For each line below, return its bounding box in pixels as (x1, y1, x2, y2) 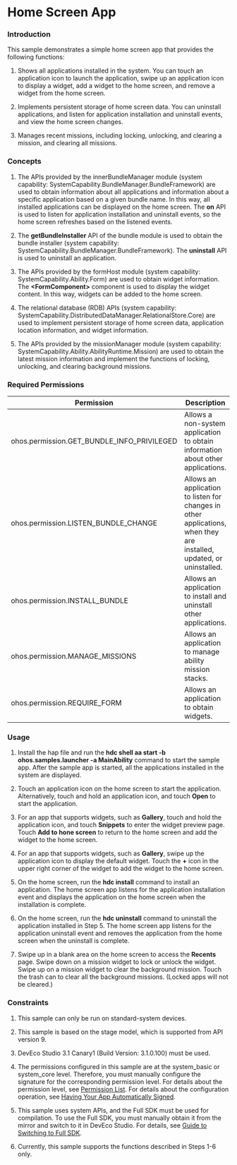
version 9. (17, 1035, 47, 1044)
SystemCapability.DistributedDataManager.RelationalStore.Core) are (17, 311, 216, 319)
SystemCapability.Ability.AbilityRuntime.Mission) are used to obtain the (17, 347, 224, 355)
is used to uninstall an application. (17, 253, 116, 262)
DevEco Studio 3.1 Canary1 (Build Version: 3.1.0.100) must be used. (17, 1049, 211, 1057)
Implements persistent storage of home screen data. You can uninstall (17, 103, 221, 111)
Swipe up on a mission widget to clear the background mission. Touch (17, 965, 222, 974)
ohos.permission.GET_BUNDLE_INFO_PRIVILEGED (11, 437, 178, 446)
